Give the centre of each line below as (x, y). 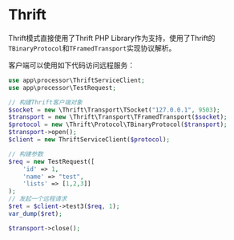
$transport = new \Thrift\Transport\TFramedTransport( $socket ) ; (118, 117)
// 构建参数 (26, 154)
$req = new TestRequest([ (51, 161)
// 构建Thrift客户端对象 (45, 102)
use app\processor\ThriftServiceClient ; (77, 80)
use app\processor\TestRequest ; (62, 87)
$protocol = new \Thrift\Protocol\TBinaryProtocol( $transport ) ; (118, 125)
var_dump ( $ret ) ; (35, 214)
